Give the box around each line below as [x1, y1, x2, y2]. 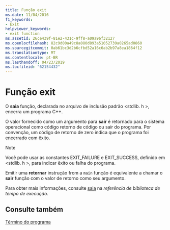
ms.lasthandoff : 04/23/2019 [5, 60, 65, 65]
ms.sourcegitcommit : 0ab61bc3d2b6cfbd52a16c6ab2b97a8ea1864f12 [5, 45, 143, 50]
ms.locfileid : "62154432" [5, 64, 60, 69]
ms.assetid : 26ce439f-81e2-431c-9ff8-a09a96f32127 [5, 36, 115, 41]
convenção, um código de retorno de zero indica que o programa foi [5, 130, 149, 136]
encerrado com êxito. [5, 135, 50, 141]
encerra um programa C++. [5, 109, 63, 115]
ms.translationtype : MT [5, 50, 56, 55]
